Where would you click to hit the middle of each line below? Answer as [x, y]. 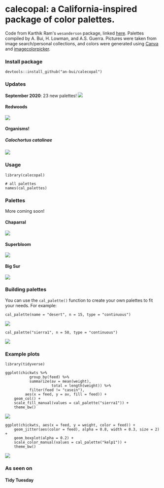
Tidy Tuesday [19, 480]
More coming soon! [25, 211]
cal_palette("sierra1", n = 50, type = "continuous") [62, 332]
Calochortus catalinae [29, 140]
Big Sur [13, 266]
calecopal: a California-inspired [71, 9]
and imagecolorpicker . [28, 49]
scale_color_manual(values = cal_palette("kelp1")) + [70, 442]
